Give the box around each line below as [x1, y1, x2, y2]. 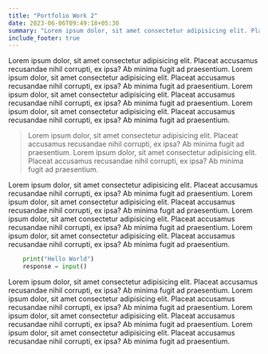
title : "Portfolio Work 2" [8, 11, 98, 20]
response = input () [22, 263, 88, 271]
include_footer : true [8, 34, 81, 42]
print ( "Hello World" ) [22, 255, 94, 264]
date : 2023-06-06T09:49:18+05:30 [8, 19, 120, 27]
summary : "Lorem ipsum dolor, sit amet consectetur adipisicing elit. [8, 26, 248, 34]
